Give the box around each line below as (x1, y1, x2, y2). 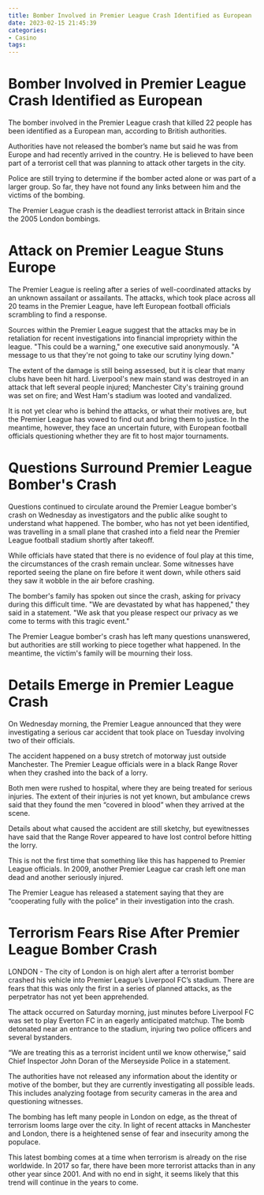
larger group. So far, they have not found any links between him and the (8, 182, 241, 192)
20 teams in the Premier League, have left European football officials (8, 302, 231, 310)
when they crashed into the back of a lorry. (8, 768, 148, 777)
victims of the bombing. (8, 190, 85, 200)
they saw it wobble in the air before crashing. (8, 576, 155, 585)
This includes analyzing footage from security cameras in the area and (8, 1088, 238, 1098)
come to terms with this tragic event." (8, 616, 130, 626)
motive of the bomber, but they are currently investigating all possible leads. (8, 1080, 255, 1089)
